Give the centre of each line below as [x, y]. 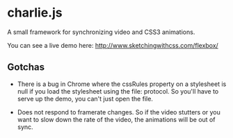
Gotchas [26, 67]
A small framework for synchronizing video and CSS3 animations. [101, 32]
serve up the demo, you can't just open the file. [85, 98]
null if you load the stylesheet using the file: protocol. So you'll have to [118, 91]
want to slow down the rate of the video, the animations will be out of [116, 119]
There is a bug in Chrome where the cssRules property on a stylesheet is [122, 84]
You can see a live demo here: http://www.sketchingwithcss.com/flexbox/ [113, 45]
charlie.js [35, 13]
